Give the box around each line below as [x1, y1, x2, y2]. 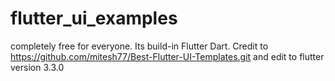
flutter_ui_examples [10, 7, 178, 30]
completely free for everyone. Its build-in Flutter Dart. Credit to [10, 40, 269, 52]
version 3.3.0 [10, 61, 65, 73]
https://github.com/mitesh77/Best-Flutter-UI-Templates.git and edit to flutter [10, 50, 325, 62]
